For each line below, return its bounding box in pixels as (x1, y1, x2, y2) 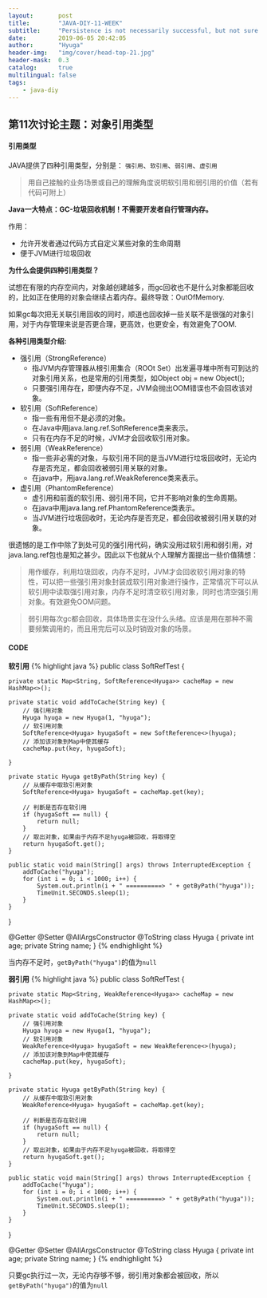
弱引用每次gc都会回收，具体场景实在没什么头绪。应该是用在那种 (27, 613, 239, 623)
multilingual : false (8, 71, 77, 79)
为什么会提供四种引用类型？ (8, 265, 100, 275)
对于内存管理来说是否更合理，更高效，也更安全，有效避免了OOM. (22, 319, 238, 328)
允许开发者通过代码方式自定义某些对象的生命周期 (19, 238, 181, 248)
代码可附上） (27, 187, 70, 196)
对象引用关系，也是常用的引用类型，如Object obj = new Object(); (31, 373, 245, 383)
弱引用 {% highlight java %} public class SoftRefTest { (8, 974, 185, 984)
